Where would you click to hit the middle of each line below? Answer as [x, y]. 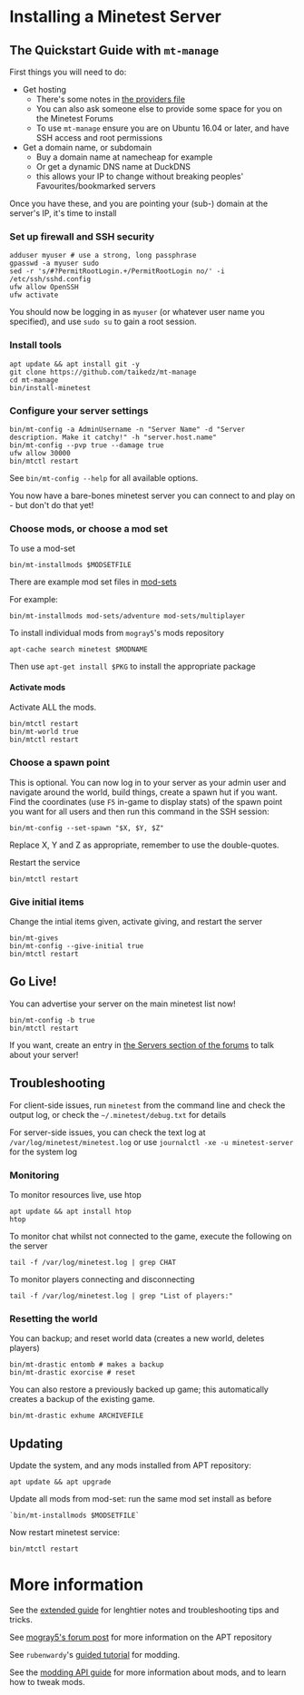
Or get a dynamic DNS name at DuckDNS [113, 167]
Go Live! [33, 982]
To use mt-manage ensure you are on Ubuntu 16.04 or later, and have [162, 128]
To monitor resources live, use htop [76, 1194]
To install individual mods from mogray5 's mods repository [117, 633]
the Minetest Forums [74, 118]
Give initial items [47, 902]
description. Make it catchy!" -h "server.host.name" [113, 437]
